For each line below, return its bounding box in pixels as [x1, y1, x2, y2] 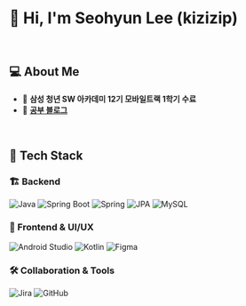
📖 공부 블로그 [21, 104, 68, 115]
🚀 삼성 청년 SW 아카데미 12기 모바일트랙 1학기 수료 [21, 93, 197, 104]
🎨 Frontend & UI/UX [9, 221, 95, 234]
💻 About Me [9, 64, 80, 79]
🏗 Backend [9, 175, 60, 188]
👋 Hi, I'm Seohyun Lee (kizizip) [9, 8, 238, 28]
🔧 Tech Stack [9, 149, 83, 164]
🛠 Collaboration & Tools [9, 264, 115, 277]
